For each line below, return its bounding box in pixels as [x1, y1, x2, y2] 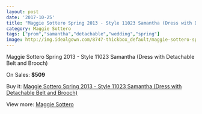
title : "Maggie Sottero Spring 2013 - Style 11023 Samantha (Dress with [6, 20, 192, 26]
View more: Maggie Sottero [6, 101, 74, 108]
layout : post [6, 8, 39, 15]
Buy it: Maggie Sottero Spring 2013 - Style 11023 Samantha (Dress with [6, 83, 182, 90]
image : [6, 37, 23, 43]
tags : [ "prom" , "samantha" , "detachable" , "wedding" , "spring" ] [6, 31, 161, 37]
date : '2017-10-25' [6, 14, 55, 20]
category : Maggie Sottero [6, 25, 71, 32]
